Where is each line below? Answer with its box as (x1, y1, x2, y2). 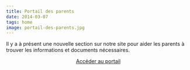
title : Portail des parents (6, 8, 75, 14)
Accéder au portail (75, 58, 121, 65)
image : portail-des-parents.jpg (6, 24, 85, 31)
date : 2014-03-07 (6, 14, 49, 20)
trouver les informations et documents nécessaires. (6, 47, 130, 54)
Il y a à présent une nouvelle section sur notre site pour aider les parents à (6, 40, 185, 47)
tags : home (6, 19, 33, 25)
